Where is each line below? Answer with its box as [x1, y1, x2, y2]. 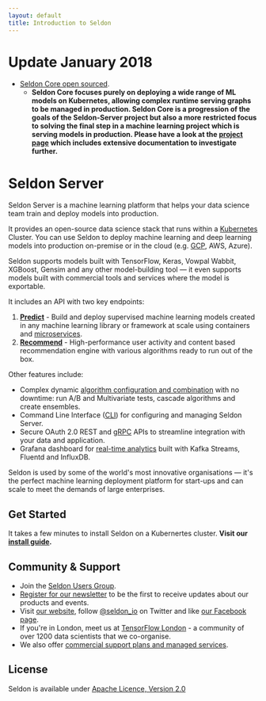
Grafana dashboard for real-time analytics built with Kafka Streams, [19, 444, 240, 454]
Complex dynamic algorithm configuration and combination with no [19, 385, 240, 394]
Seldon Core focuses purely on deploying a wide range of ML [31, 88, 237, 97]
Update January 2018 [8, 53, 153, 71]
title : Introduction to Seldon [8, 19, 112, 27]
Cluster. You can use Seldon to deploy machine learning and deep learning [8, 233, 252, 242]
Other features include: [8, 370, 84, 379]
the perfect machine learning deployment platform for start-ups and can [8, 476, 244, 486]
